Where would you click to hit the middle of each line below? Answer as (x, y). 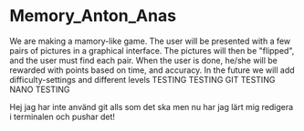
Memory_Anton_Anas (93, 16)
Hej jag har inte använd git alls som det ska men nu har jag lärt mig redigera (152, 106)
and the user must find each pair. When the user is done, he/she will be (144, 60)
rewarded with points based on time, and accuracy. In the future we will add (152, 70)
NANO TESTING (40, 89)
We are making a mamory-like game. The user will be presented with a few (150, 41)
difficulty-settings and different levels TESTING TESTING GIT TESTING (142, 79)
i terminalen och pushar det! (63, 116)
